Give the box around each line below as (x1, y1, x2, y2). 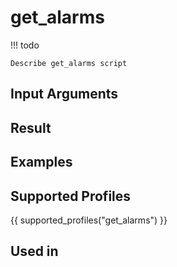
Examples (10, 154, 73, 171)
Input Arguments (10, 86, 119, 103)
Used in (10, 243, 59, 260)
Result (10, 119, 52, 136)
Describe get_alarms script (10, 58, 128, 68)
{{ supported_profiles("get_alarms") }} (10, 214, 168, 226)
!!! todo (10, 39, 40, 51)
